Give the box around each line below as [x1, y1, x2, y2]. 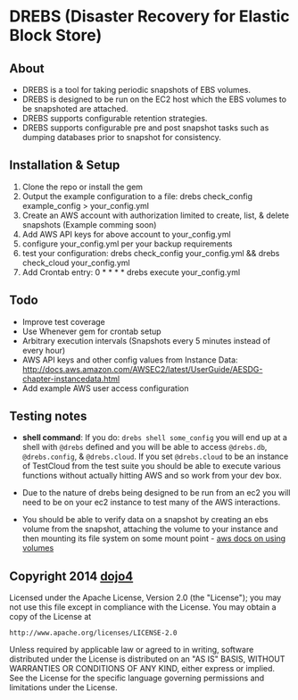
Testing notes [9, 409, 87, 424]
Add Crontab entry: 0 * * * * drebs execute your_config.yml [21, 266, 241, 278]
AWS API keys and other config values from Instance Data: [21, 354, 238, 365]
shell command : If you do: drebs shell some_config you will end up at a [21, 432, 287, 443]
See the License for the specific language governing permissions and [9, 672, 265, 684]
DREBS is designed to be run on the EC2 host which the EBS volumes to [21, 94, 287, 104]
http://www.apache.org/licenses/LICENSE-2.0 [9, 629, 178, 637]
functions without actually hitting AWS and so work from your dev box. [21, 471, 283, 481]
